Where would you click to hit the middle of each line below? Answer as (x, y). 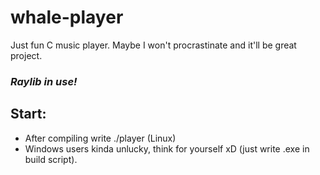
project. (26, 55)
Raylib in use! (44, 81)
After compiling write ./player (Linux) (100, 138)
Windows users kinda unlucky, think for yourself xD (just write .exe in (167, 148)
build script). (51, 159)
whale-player (67, 17)
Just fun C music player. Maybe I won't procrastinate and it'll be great (153, 45)
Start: (28, 114)
